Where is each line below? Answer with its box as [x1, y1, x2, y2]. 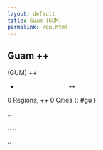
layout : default [7, 10, 55, 18]
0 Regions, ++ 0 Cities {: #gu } [7, 96, 97, 105]
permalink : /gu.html [7, 23, 69, 30]
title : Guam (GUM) [7, 17, 62, 24]
